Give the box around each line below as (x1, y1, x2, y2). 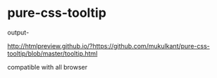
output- (7, 28, 30, 37)
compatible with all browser (7, 63, 88, 71)
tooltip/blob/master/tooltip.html (7, 49, 98, 58)
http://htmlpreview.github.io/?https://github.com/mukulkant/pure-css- (7, 41, 210, 50)
